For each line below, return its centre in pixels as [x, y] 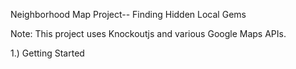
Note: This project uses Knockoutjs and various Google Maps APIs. [148, 33]
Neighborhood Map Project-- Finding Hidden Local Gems [128, 14]
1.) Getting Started [47, 53]
